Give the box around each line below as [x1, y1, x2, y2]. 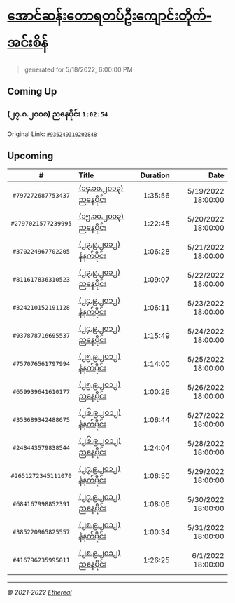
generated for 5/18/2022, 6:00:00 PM [24, 65, 133, 74]
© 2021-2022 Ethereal [7, 588, 72, 597]
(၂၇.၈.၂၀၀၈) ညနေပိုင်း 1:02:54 [7, 109, 108, 119]
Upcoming [7, 150, 54, 162]
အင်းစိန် [7, 35, 48, 50]
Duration [140, 170, 170, 180]
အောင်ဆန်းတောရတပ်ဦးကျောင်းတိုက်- [7, 8, 212, 24]
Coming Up [7, 86, 57, 97]
